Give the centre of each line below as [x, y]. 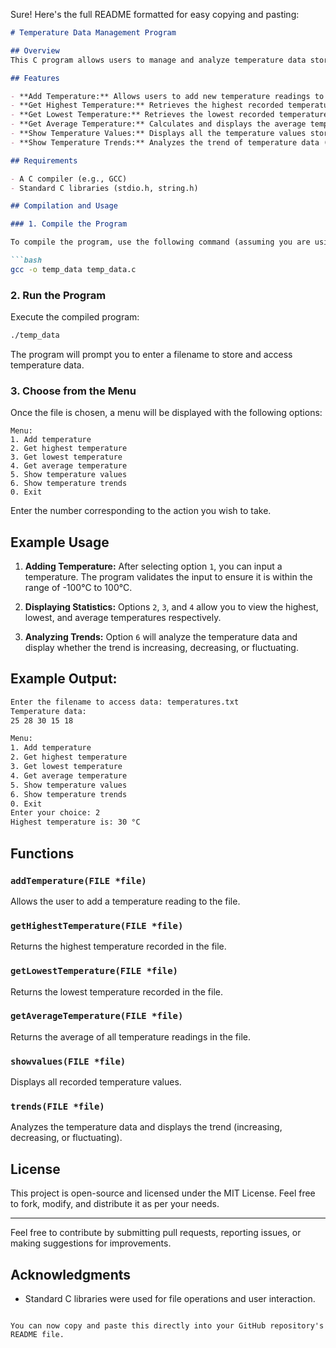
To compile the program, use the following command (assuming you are [160, 242]
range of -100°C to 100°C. [78, 588]
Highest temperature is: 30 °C [75, 822]
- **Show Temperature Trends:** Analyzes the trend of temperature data [165, 142]
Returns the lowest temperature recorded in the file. [116, 991]
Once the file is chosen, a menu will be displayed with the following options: [166, 413]
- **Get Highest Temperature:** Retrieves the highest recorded [147, 105]
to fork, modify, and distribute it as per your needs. [115, 1204]
